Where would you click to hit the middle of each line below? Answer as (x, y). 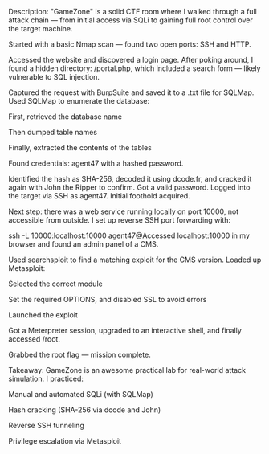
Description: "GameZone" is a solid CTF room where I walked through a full (132, 12)
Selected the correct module (55, 284)
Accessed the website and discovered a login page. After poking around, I (131, 60)
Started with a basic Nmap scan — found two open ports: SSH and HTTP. (130, 44)
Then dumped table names (53, 132)
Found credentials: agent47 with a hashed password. (96, 163)
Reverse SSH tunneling (46, 425)
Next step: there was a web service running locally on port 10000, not (124, 211)
